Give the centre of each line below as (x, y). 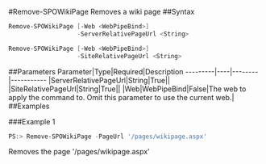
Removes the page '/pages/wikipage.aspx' (79, 152)
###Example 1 (32, 121)
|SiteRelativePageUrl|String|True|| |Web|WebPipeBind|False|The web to (127, 89)
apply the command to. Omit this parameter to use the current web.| (121, 97)
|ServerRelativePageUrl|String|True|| (109, 80)
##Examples (29, 106)
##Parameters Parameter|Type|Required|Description (96, 71)
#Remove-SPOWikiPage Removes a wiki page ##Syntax (102, 12)
